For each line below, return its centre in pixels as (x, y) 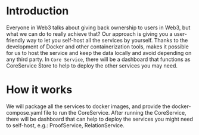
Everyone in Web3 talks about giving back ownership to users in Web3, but (98, 27)
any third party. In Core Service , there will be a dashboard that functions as (98, 59)
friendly (16, 40)
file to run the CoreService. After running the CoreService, (115, 112)
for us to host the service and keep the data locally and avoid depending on (99, 53)
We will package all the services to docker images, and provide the (88, 106)
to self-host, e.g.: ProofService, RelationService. (66, 125)
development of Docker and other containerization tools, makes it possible (97, 47)
